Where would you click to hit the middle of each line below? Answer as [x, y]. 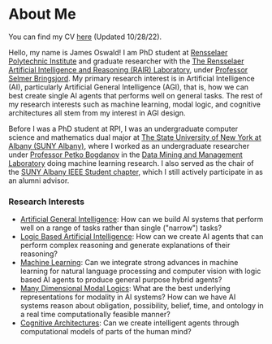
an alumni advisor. [39, 181]
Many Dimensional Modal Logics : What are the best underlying [125, 289]
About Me [42, 14]
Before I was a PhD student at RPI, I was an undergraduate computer [123, 128]
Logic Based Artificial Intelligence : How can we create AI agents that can [142, 237]
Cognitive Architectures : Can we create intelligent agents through [130, 323]
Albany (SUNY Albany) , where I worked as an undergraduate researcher [129, 146]
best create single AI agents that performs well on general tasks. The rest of [136, 95]
